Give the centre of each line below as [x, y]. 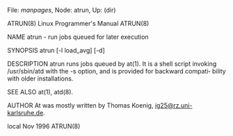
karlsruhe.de [25, 113]
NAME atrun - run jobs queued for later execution [78, 37]
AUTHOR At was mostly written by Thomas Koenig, [80, 105]
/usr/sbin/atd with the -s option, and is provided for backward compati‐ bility [116, 71]
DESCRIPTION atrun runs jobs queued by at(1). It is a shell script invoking [112, 64]
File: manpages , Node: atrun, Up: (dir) [62, 10]
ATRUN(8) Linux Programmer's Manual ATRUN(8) [78, 23]
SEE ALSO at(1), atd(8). [40, 92]
